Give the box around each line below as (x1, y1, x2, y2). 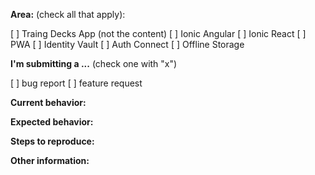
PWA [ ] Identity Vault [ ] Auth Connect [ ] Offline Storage (10, 39, 245, 50)
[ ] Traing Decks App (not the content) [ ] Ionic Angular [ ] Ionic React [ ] (10, 28, 307, 39)
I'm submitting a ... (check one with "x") (10, 58, 178, 69)
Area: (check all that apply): (10, 9, 126, 20)
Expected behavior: (10, 116, 94, 128)
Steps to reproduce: (10, 135, 95, 147)
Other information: (10, 155, 90, 166)
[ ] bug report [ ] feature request (10, 77, 143, 89)
